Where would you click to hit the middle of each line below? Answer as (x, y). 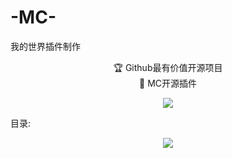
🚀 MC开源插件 (168, 83)
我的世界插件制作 (45, 46)
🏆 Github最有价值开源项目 (168, 67)
